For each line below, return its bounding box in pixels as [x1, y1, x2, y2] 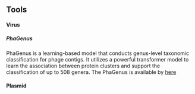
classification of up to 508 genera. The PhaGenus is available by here [6, 68, 177, 76]
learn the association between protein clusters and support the [6, 62, 161, 69]
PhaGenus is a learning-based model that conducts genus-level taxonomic [6, 50, 189, 57]
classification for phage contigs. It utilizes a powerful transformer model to [6, 56, 189, 63]
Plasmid [6, 82, 27, 89]
